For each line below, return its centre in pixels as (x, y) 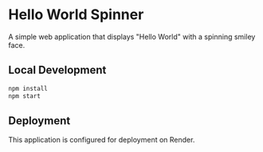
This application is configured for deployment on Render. (102, 140)
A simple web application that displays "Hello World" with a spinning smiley (132, 37)
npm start (25, 96)
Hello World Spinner (76, 15)
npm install (28, 88)
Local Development (57, 70)
